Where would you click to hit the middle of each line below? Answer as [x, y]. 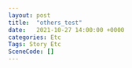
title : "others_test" [45, 23]
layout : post [29, 15]
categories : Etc [35, 37]
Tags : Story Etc [35, 45]
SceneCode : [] [31, 52]
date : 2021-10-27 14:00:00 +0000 [66, 30]
